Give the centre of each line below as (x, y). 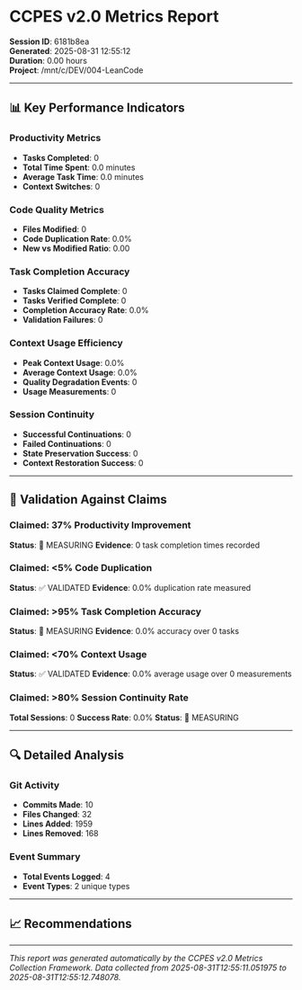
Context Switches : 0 (61, 186)
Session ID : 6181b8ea (49, 41)
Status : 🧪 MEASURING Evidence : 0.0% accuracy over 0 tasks (124, 631)
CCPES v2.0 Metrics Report (114, 17)
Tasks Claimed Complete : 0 (75, 291)
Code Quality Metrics (57, 210)
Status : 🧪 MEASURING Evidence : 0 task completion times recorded (135, 545)
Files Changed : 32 (57, 815)
